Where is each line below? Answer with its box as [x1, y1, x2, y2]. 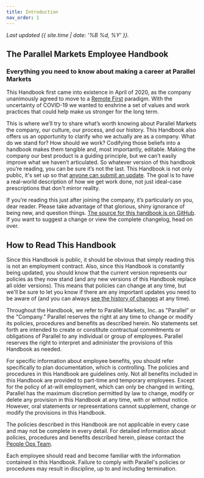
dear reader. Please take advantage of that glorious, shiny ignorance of [6, 203, 185, 210]
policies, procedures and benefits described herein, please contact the [6, 434, 185, 441]
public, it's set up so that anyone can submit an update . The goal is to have [6, 172, 195, 179]
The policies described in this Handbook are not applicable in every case [6, 421, 189, 428]
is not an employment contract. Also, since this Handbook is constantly [6, 262, 185, 270]
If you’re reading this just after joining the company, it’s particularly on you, [6, 196, 194, 204]
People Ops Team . [6, 440, 53, 448]
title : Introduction [6, 9, 59, 15]
